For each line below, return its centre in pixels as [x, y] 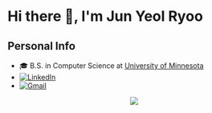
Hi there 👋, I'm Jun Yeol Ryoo [106, 16]
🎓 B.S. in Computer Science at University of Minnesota [111, 66]
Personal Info [41, 46]
